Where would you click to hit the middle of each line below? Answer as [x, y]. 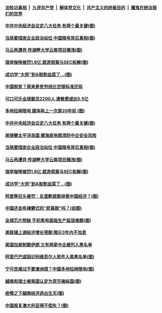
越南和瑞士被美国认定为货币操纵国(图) [43, 281]
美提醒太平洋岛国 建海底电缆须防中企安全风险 [51, 135]
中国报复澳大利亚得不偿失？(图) [37, 305]
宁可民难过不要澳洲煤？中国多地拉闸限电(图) [50, 269]
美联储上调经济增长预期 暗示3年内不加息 [46, 232]
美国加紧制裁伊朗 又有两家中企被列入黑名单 [49, 244]
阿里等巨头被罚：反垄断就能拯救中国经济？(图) [52, 196]
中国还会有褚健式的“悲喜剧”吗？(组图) [43, 208]
